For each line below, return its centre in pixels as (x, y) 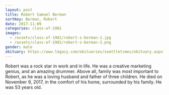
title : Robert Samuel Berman (36, 14)
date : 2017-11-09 (23, 24)
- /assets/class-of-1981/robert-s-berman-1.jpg (61, 38)
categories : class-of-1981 (33, 28)
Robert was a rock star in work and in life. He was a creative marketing (78, 66)
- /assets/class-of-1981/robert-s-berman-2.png (61, 42)
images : (13, 33)
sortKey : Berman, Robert (31, 19)
